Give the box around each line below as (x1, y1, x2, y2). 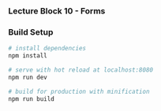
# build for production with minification (8, 87, 150, 95)
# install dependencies (8, 45, 87, 53)
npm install (8, 52, 47, 60)
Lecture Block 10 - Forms (8, 6, 106, 17)
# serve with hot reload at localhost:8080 (8, 65, 154, 74)
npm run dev (8, 73, 47, 81)
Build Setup (8, 26, 54, 37)
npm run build (8, 94, 55, 103)
